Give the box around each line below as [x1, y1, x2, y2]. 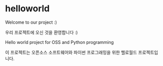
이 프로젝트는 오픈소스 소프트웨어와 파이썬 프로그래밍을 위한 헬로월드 [5, 49, 137, 55]
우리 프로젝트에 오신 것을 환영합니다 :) [5, 29, 78, 35]
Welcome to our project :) [5, 19, 57, 25]
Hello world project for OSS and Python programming [5, 39, 114, 45]
